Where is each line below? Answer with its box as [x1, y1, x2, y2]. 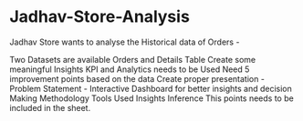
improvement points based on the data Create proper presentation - [9, 73, 265, 84]
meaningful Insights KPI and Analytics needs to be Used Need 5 [9, 64, 250, 75]
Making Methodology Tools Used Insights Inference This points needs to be [9, 93, 294, 104]
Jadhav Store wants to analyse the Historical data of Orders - [9, 36, 240, 47]
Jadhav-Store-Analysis [9, 6, 190, 27]
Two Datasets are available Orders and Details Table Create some [9, 54, 256, 65]
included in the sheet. [9, 102, 91, 113]
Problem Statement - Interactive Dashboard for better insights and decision [9, 83, 292, 94]
